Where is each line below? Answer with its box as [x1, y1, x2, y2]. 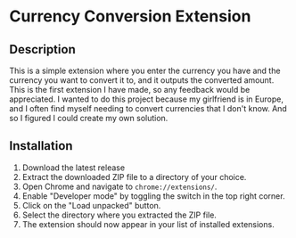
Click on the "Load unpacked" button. [21, 200, 161, 210]
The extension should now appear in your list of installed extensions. [21, 218, 275, 229]
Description [9, 42, 76, 57]
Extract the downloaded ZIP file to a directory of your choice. [21, 171, 247, 182]
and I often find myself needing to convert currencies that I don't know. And [9, 103, 287, 113]
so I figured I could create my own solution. [9, 113, 169, 123]
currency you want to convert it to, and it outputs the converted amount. [9, 75, 275, 86]
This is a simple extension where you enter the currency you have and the [9, 65, 281, 76]
